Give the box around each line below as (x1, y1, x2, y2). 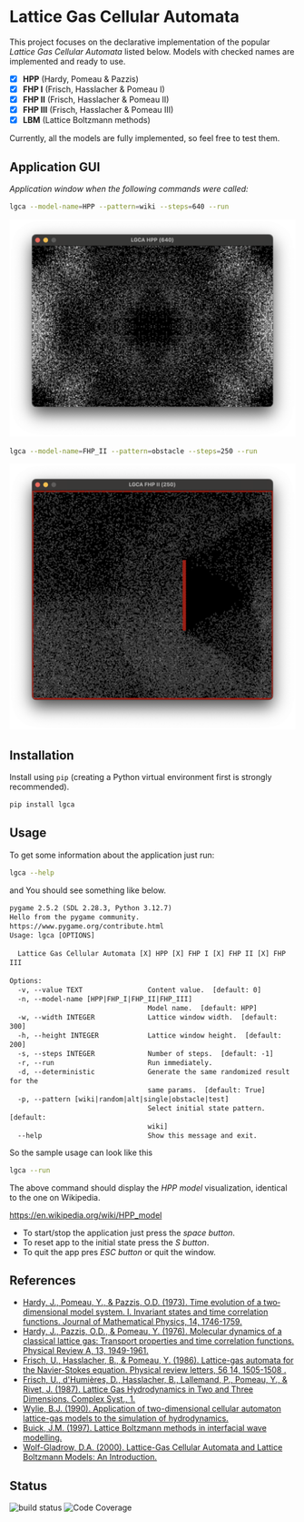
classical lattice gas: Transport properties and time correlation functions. (22, 1335, 295, 1346)
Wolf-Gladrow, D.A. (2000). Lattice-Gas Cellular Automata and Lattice (22, 1442, 283, 1453)
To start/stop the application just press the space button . (22, 1227, 236, 1238)
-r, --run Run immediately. (17, 1058, 213, 1067)
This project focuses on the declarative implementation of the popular (9, 36, 270, 47)
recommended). (9, 781, 70, 793)
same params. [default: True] (147, 1085, 266, 1094)
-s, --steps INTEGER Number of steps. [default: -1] (17, 1049, 274, 1058)
